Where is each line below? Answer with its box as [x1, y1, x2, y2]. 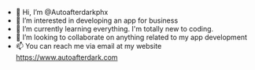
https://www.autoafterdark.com [15, 53, 118, 62]
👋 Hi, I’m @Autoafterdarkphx [15, 8, 109, 17]
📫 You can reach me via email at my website [15, 42, 162, 50]
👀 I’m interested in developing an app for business [15, 16, 179, 25]
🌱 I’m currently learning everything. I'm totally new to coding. [15, 24, 214, 33]
